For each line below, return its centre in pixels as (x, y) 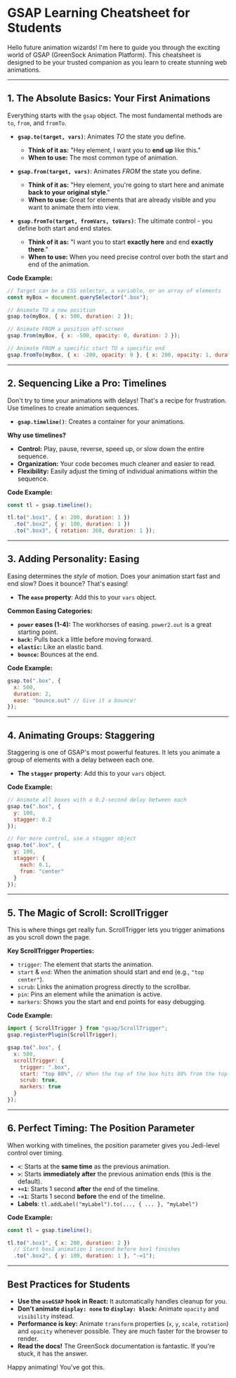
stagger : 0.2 (33, 819)
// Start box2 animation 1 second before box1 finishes (97, 1249)
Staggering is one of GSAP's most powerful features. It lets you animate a (114, 753)
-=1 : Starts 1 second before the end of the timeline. (91, 1196)
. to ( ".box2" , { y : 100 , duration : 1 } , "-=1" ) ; (85, 1256)
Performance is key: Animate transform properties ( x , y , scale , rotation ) (123, 1324)
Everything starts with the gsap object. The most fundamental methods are (115, 115)
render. (28, 1339)
